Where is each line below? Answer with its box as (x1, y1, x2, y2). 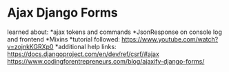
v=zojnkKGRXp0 (7, 42, 54, 51)
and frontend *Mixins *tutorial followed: (7, 35, 121, 43)
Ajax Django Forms (7, 5, 119, 21)
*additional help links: (54, 42, 117, 51)
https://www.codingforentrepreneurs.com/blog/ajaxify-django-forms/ (7, 57, 205, 65)
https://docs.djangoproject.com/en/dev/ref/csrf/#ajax (7, 50, 160, 58)
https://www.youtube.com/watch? (121, 35, 219, 43)
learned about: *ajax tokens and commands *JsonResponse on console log (7, 28, 222, 36)
